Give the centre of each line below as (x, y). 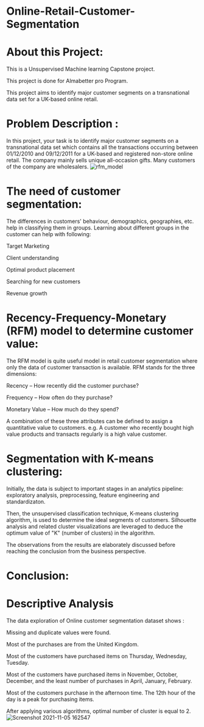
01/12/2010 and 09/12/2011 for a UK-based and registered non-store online (100, 154)
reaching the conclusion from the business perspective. (76, 551)
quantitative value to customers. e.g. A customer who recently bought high (100, 427)
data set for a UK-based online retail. (52, 99)
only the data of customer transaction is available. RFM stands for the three (101, 367)
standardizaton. (26, 501)
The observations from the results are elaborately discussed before (91, 544)
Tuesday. (18, 663)
